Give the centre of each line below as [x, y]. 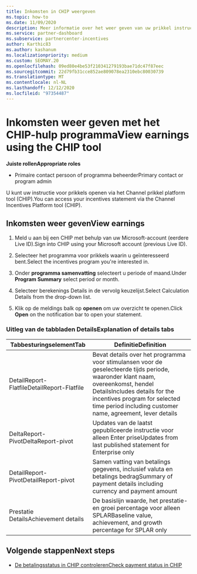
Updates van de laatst [122, 423]
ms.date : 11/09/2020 [31, 22]
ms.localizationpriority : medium [47, 55]
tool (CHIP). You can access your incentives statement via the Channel [91, 199]
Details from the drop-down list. [53, 296]
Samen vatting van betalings [132, 461]
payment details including [128, 484]
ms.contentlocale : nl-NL [36, 83]
